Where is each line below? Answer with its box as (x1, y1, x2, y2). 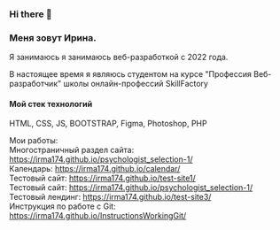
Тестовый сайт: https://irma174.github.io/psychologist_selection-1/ (9, 182, 253, 193)
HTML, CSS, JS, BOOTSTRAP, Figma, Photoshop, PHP (9, 119, 207, 129)
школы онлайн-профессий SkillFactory (63, 79, 208, 89)
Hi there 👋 (9, 8, 53, 20)
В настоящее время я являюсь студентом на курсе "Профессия (9, 69, 253, 80)
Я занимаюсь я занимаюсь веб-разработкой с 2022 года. (9, 52, 229, 63)
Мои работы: (9, 135, 58, 146)
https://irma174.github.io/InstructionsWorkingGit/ (9, 211, 187, 221)
